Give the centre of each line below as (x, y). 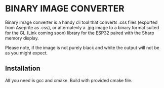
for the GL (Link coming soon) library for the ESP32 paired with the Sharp (80, 33)
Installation (23, 68)
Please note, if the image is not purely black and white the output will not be (82, 47)
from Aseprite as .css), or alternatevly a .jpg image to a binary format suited (82, 27)
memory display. (22, 38)
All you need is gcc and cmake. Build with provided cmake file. (69, 80)
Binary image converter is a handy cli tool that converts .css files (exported (82, 22)
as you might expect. (26, 53)
